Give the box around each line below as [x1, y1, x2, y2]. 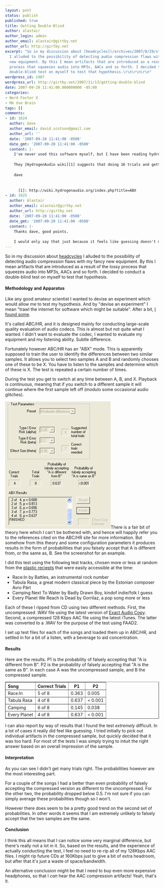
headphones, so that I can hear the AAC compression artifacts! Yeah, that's [5, 873, 157, 879]
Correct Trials [37, 683, 66, 689]
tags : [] [5, 105, 23, 111]
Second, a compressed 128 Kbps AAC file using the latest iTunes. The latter [5, 615, 157, 621]
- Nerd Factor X [5, 95, 38, 100]
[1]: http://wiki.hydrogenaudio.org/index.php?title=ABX [18, 188, 137, 193]
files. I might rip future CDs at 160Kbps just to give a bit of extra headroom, [5, 853, 156, 859]
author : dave [9, 121, 36, 126]
